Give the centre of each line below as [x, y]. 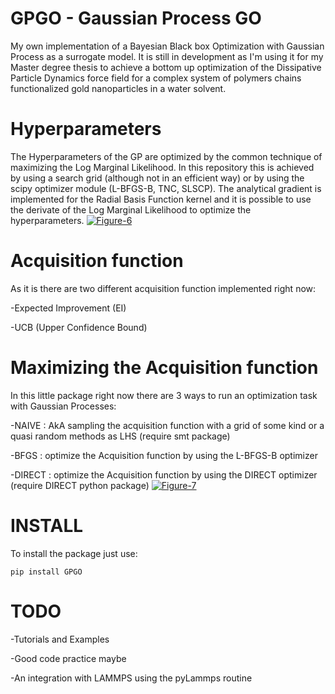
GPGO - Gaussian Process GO [136, 18]
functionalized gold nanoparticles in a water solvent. [118, 88]
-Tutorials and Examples [60, 639]
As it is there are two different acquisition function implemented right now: [163, 288]
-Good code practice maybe [68, 658]
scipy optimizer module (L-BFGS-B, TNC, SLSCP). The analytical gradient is [166, 188]
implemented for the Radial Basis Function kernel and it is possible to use [161, 199]
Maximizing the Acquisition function [164, 368]
